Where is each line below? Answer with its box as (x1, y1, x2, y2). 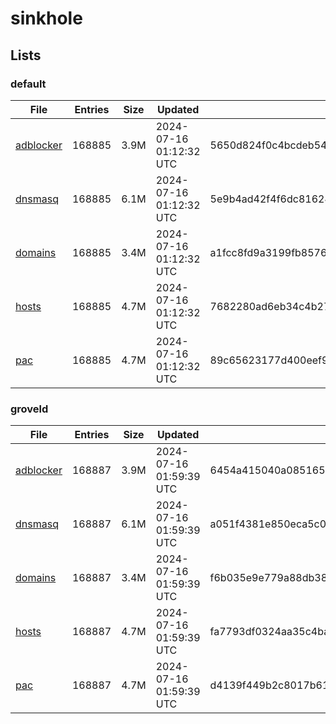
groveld (10, 402, 49, 416)
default (10, 77, 47, 91)
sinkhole (10, 7, 83, 30)
